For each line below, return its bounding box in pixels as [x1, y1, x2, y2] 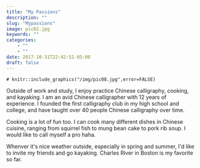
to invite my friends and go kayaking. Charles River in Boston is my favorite [6, 149, 193, 156]
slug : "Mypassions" [6, 20, 56, 26]
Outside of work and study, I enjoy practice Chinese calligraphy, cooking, [6, 87, 189, 94]
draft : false [6, 59, 39, 66]
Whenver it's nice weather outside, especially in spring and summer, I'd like [6, 143, 195, 150]
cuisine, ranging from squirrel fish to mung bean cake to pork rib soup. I [6, 124, 186, 132]
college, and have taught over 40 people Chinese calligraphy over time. [6, 106, 185, 113]
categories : [6, 37, 36, 43]
